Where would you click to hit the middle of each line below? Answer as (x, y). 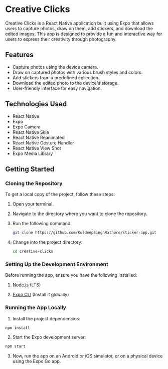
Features (19, 55)
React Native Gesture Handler (43, 143)
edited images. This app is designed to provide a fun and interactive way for (84, 34)
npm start (16, 346)
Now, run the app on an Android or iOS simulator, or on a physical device (88, 356)
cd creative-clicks (33, 252)
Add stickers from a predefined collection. (56, 77)
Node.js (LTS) (27, 285)
